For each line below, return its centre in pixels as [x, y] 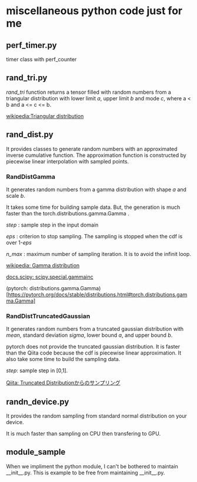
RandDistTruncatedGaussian [48, 316]
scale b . [16, 195]
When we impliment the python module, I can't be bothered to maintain [92, 466]
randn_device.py [38, 401]
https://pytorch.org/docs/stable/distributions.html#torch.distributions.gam [98, 294]
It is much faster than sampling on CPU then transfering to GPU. [83, 434]
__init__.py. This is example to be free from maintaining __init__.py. [86, 473]
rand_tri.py [27, 78]
